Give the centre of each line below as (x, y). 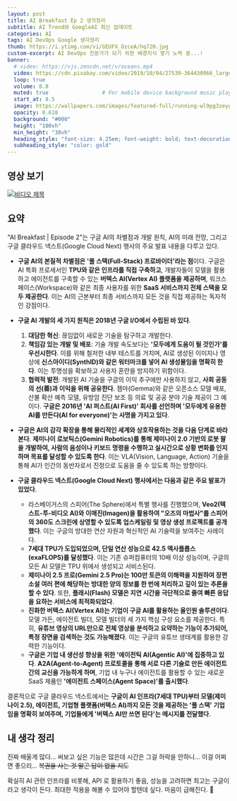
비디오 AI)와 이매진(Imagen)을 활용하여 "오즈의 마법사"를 (130, 513)
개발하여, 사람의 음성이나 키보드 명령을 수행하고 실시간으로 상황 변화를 (120, 447)
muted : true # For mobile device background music (115, 93)
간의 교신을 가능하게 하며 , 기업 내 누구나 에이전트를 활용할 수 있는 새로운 (126, 672)
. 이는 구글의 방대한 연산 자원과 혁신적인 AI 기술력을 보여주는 (123, 531)
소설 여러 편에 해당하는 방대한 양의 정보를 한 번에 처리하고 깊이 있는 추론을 (128, 584)
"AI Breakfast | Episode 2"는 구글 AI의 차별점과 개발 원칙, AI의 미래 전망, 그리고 (117, 237)
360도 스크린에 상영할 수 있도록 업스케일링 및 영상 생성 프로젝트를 (124, 521)
